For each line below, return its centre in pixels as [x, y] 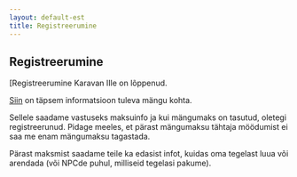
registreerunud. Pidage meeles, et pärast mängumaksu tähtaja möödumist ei [148, 127]
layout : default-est [47, 17]
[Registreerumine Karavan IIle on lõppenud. [88, 83]
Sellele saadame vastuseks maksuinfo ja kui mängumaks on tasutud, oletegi [148, 117]
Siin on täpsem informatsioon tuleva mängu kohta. [101, 101]
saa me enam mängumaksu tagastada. [80, 137]
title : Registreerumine [53, 26]
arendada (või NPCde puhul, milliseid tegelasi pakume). [110, 163]
